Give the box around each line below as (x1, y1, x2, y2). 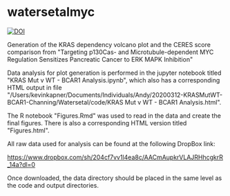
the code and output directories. (7, 181, 99, 189)
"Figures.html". (7, 126, 50, 134)
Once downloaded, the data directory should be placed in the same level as (7, 174, 222, 182)
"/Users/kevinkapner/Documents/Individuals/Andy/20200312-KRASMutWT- (7, 91, 223, 99)
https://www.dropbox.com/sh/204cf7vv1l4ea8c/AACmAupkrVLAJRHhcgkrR (7, 153, 223, 161)
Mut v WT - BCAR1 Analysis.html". (124, 98, 222, 106)
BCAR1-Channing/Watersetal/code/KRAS (7, 98, 124, 106)
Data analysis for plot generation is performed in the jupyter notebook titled (7, 69, 222, 77)
